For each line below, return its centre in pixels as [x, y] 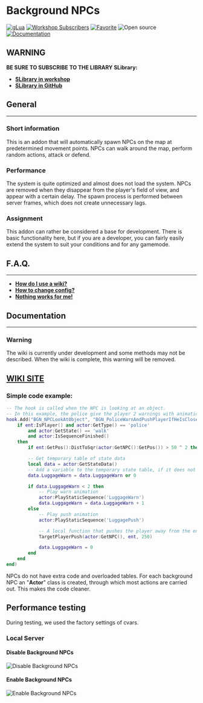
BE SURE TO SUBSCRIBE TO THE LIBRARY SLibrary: [72, 67]
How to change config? [45, 290]
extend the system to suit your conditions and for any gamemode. [88, 244]
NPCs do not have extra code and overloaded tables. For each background [100, 576]
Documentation [36, 316]
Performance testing [46, 608]
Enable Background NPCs [39, 680]
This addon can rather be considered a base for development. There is [94, 232]
